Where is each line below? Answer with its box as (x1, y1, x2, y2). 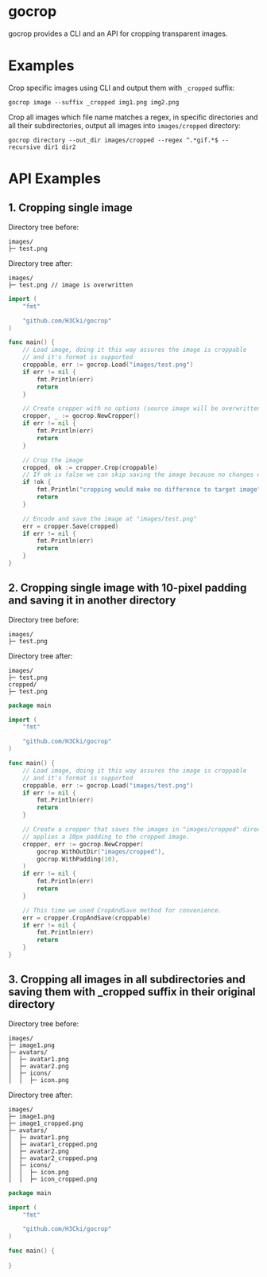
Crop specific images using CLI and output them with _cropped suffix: (8, 83, 235, 92)
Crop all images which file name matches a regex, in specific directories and (8, 112, 258, 122)
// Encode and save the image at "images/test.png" (22, 514, 197, 523)
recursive (8, 143, 41, 151)
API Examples (8, 170, 102, 188)
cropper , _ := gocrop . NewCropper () (22, 412, 141, 420)
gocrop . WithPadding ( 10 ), (37, 855, 119, 863)
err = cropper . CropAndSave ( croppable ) (22, 914, 151, 922)
